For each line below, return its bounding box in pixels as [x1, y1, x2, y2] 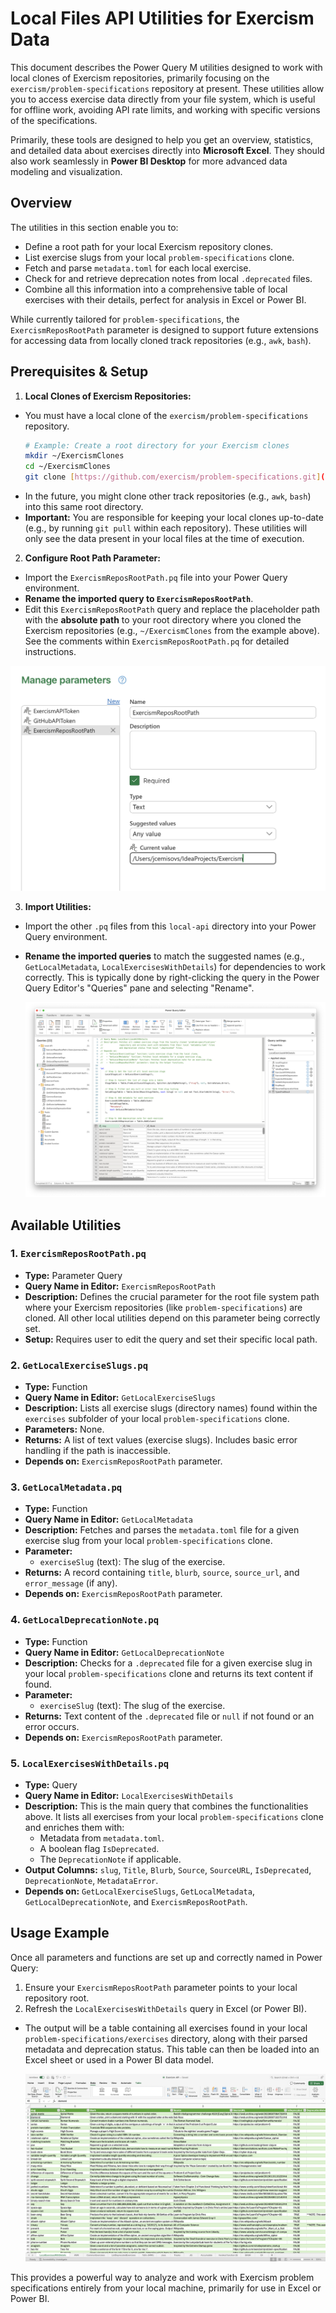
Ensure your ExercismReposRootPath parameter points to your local [24, 1981, 298, 1993]
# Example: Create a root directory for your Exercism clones [24, 440, 290, 451]
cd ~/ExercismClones [24, 462, 111, 472]
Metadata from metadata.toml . [39, 1832, 165, 1844]
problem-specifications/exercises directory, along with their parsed [24, 2032, 308, 2044]
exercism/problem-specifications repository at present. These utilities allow [10, 82, 325, 94]
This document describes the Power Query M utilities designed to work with [10, 61, 323, 73]
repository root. [24, 1992, 90, 2004]
